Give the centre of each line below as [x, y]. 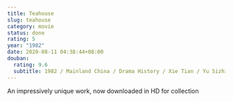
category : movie [31, 26]
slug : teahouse [29, 20]
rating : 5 [21, 39]
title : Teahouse [31, 13]
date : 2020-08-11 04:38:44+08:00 [55, 52]
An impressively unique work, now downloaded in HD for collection [103, 91]
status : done [26, 33]
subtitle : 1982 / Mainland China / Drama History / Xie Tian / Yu [111, 71]
